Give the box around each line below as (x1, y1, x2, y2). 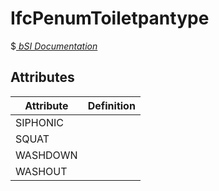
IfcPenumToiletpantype (10, 7, 210, 30)
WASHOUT (15, 164, 68, 178)
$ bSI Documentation (10, 40, 98, 52)
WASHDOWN (15, 148, 78, 162)
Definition (87, 98, 136, 112)
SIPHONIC (15, 115, 64, 129)
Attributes (10, 69, 75, 86)
